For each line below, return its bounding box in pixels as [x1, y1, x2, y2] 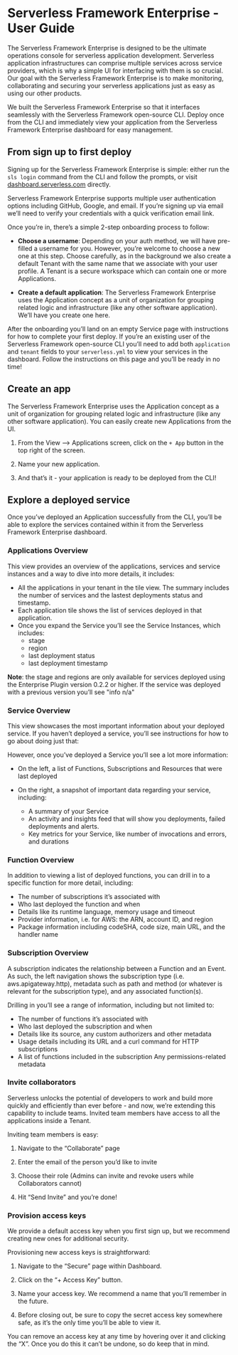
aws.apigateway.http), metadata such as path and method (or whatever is [7, 979, 223, 988]
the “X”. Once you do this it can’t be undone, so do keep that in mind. [7, 1339, 210, 1349]
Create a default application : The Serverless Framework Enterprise [17, 288, 217, 297]
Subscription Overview [7, 948, 89, 958]
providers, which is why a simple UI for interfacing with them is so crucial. [7, 66, 224, 75]
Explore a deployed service [7, 494, 130, 506]
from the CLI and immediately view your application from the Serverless [7, 117, 218, 126]
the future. [17, 1297, 49, 1306]
